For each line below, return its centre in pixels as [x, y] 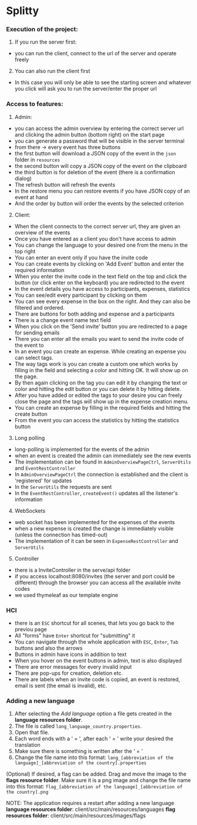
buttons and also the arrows [49, 648]
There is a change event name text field [63, 320]
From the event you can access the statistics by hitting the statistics [97, 420]
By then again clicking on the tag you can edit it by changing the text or [101, 382]
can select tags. [34, 357]
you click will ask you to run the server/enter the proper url [86, 89]
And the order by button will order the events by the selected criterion [99, 203]
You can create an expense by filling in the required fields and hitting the [102, 407]
